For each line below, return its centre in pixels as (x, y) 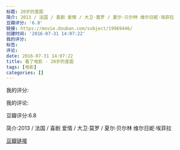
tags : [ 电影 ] (21, 67)
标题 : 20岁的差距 (25, 12)
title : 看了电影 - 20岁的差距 (40, 61)
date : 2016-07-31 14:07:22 (40, 56)
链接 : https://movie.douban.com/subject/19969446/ (69, 28)
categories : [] (25, 73)
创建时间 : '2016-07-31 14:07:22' (46, 34)
